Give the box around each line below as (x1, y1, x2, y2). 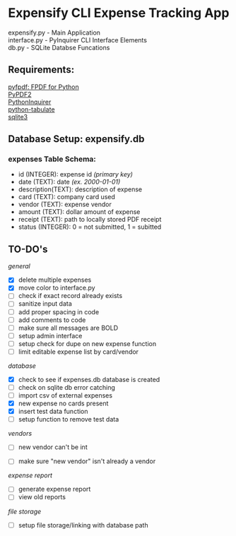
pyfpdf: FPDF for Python (8, 83, 80, 91)
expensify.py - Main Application (8, 28, 101, 37)
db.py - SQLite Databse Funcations (8, 43, 110, 52)
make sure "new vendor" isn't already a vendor (18, 457, 156, 465)
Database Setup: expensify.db (8, 133, 145, 145)
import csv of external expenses (18, 391, 112, 400)
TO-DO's (8, 243, 48, 255)
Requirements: (8, 64, 75, 76)
